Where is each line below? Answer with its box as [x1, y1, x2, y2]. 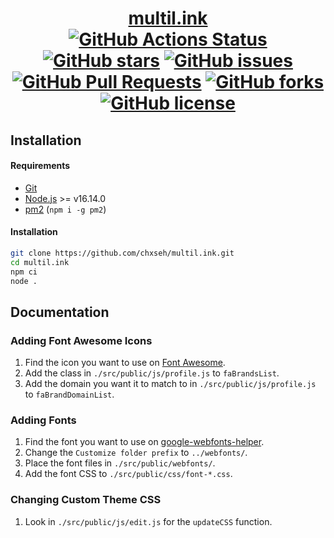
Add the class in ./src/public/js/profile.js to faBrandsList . [24, 367, 280, 379]
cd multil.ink [10, 257, 70, 267]
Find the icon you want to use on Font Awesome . [24, 357, 226, 369]
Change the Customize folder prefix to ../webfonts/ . [24, 447, 248, 459]
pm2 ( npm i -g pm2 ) [24, 203, 107, 215]
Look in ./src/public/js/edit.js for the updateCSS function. [24, 515, 273, 527]
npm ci [10, 267, 38, 277]
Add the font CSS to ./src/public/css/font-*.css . [24, 468, 233, 480]
